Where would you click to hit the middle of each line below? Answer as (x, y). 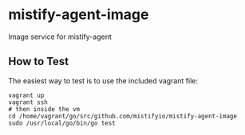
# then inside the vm (44, 109)
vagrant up (26, 95)
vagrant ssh (28, 102)
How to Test (39, 62)
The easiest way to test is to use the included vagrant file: (103, 80)
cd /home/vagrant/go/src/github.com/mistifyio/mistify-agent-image (123, 116)
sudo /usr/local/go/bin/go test (62, 123)
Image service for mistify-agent (60, 37)
